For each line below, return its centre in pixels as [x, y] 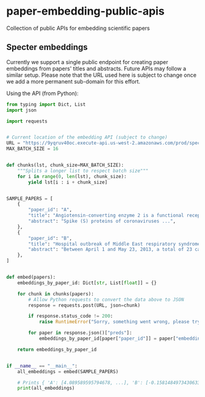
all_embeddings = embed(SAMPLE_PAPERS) [68, 371]
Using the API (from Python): [42, 93]
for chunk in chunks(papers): [56, 294]
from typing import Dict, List [46, 104]
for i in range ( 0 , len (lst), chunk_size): [72, 176]
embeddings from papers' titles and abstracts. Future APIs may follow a [96, 68]
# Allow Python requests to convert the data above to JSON [106, 299]
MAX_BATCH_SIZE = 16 [33, 149]
